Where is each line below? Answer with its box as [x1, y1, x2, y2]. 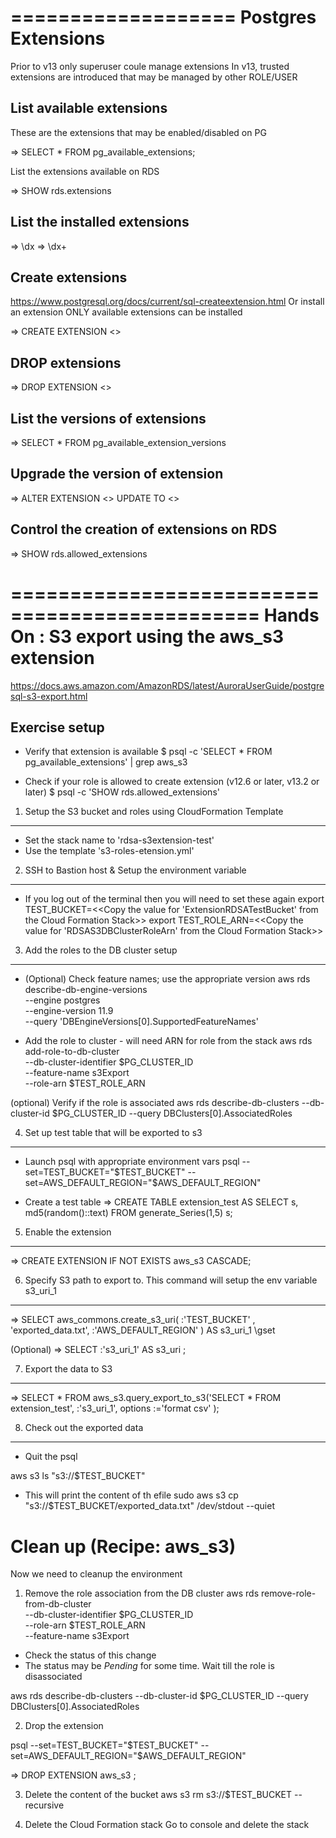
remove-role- [261, 1587, 317, 1600]
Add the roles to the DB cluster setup [24, 944, 178, 956]
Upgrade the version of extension [10, 466, 224, 483]
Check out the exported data [24, 1422, 144, 1434]
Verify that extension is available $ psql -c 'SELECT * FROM [24, 746, 273, 758]
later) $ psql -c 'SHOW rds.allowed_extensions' [24, 786, 220, 798]
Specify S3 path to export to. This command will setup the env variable [24, 1274, 318, 1286]
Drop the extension [24, 1720, 104, 1732]
